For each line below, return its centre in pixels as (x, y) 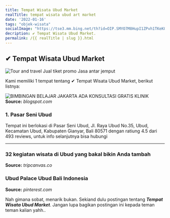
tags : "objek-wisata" (28, 24)
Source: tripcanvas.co (29, 165)
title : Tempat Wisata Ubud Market (42, 10)
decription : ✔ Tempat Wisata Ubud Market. (51, 33)
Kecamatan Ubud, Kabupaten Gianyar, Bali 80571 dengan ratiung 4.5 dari (81, 131)
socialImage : (19, 29)
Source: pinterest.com (29, 189)
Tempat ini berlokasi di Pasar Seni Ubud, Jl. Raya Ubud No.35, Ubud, (77, 125)
